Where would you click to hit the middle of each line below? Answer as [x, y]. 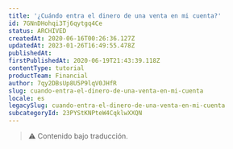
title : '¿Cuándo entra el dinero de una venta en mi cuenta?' [115, 16]
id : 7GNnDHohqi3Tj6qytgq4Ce [56, 23]
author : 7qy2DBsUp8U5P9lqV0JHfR [62, 83]
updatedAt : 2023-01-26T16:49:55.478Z [72, 46]
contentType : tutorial [46, 68]
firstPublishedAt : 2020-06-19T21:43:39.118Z [84, 61]
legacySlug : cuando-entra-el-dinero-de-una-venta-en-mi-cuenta [117, 106]
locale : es [27, 98]
